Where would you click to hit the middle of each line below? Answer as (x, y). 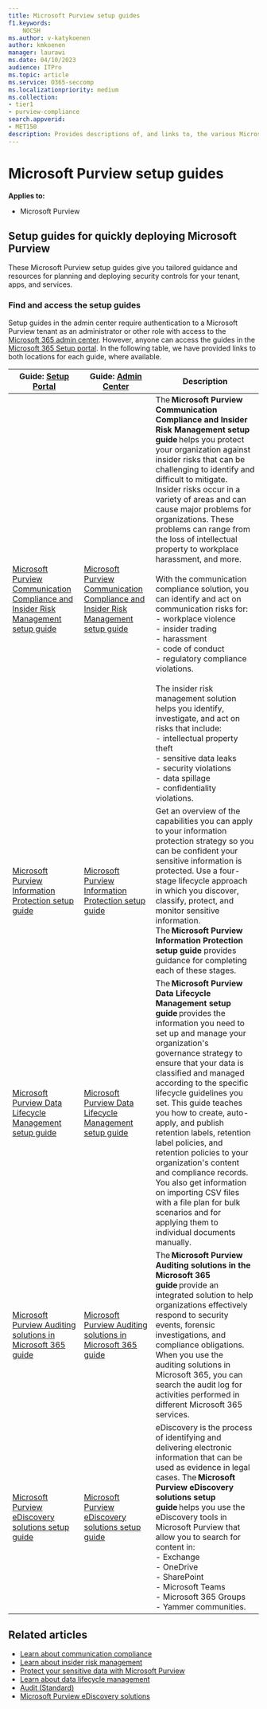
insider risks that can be (200, 459)
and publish (202, 1123)
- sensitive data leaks (196, 758)
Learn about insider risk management (81, 1663)
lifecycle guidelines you (199, 1092)
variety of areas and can (201, 499)
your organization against (203, 449)
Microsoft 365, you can (199, 1374)
